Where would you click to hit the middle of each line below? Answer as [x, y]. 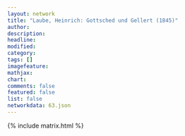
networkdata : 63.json [39, 106]
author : [19, 27]
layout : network [31, 14]
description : [26, 33]
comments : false [31, 86]
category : [22, 54]
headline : [22, 40]
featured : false [31, 92]
